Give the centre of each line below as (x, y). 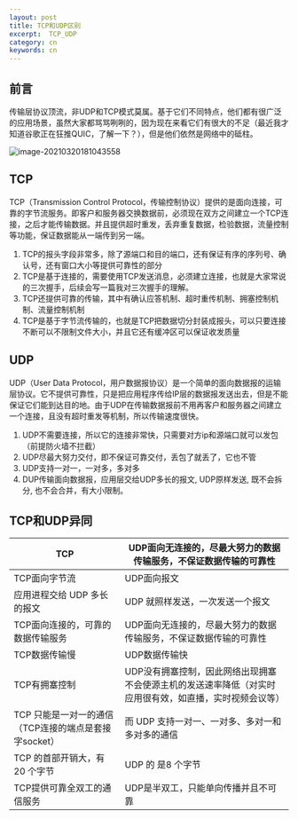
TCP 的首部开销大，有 (59, 758)
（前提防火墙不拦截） (61, 445)
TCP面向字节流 (45, 579)
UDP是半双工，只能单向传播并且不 (196, 788)
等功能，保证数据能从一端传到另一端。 (79, 235)
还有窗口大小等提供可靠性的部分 (104, 265)
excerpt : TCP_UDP (43, 34)
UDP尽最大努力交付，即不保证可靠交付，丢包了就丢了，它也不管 (139, 457)
